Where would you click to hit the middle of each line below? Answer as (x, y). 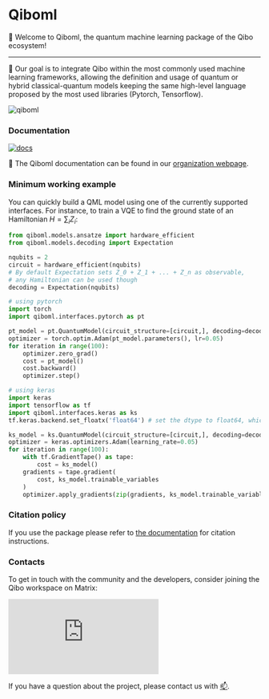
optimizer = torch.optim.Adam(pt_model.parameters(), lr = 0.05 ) (116, 339)
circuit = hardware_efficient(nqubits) (75, 265)
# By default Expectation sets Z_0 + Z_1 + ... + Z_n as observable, (127, 272)
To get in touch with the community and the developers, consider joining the (134, 579)
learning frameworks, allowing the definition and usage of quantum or (123, 77)
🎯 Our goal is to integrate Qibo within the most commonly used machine (127, 68)
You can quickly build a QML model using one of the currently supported (128, 201)
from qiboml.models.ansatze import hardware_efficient (102, 236)
